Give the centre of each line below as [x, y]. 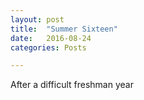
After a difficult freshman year [72, 85]
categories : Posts [48, 47]
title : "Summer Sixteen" [64, 29]
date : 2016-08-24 [51, 38]
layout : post [37, 19]
